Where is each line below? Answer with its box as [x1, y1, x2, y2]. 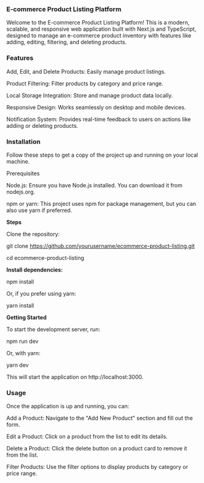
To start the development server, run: [6, 325, 100, 333]
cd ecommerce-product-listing [6, 254, 84, 261]
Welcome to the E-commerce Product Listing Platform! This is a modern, [6, 19, 190, 26]
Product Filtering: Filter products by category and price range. [6, 79, 164, 87]
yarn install [6, 302, 34, 309]
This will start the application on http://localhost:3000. [6, 373, 144, 380]
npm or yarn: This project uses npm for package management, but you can [6, 200, 197, 207]
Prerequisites [6, 170, 40, 177]
